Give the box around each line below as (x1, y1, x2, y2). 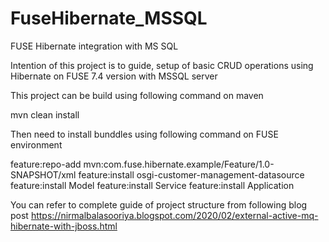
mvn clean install (10, 108, 80, 121)
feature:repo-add (10, 158, 82, 170)
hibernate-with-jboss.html (10, 220, 118, 232)
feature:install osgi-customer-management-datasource (78, 168, 305, 181)
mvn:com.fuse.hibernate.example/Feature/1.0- (83, 158, 275, 170)
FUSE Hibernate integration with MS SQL (10, 40, 179, 52)
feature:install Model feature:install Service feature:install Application (10, 179, 295, 191)
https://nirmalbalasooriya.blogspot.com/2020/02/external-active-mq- (30, 209, 319, 221)
